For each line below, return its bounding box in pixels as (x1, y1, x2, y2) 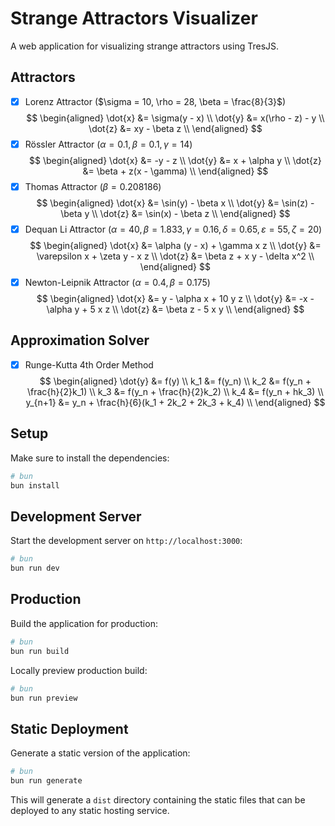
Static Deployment (10, 720, 129, 737)
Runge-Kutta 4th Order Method (24, 358, 154, 371)
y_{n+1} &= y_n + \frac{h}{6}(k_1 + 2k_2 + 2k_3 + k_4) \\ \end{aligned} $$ (25, 396, 326, 408)
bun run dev (10, 563, 60, 574)
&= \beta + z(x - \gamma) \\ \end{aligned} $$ (82, 165, 269, 177)
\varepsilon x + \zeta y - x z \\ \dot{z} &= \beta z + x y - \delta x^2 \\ (36, 250, 315, 262)
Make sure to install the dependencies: (10, 452, 170, 464)
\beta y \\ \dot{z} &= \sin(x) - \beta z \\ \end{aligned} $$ (60, 207, 291, 219)
